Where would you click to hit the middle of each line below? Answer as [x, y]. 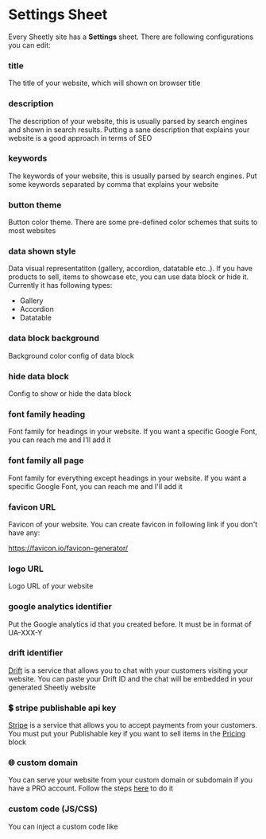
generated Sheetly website [52, 687]
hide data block [39, 376]
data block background [54, 338]
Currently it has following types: [60, 285]
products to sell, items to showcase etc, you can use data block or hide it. [129, 277]
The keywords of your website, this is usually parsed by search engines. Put [133, 176]
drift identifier [36, 653]
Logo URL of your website [51, 586]
